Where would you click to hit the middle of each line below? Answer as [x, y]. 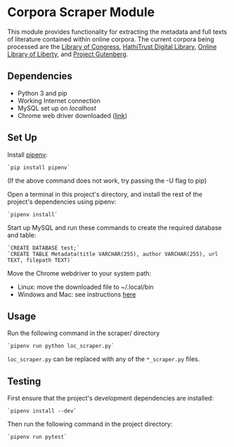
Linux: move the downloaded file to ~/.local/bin [85, 287]
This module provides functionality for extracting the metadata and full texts [117, 32]
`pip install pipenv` [39, 167]
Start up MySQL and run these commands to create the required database [115, 227]
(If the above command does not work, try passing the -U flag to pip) [107, 181]
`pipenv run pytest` [38, 437]
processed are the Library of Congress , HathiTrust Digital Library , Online [112, 46]
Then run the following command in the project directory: [90, 424]
